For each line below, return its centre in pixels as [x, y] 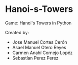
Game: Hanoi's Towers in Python [38, 23]
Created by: [17, 32]
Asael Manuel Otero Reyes [39, 47]
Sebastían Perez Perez [35, 58]
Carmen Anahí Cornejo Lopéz [42, 53]
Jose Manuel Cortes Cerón [40, 42]
